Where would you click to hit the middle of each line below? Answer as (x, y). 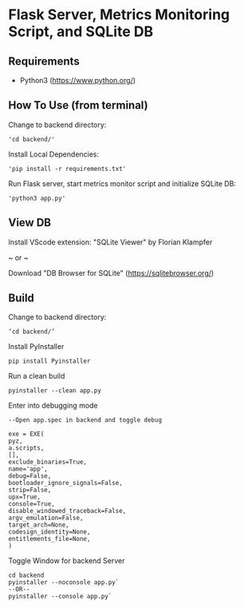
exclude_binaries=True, (48, 462)
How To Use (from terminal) (79, 105)
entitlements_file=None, (49, 539)
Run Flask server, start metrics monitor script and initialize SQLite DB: (122, 183)
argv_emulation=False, (46, 518)
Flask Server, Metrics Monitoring (119, 15)
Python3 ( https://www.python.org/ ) (78, 80)
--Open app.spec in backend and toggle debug (85, 420)
